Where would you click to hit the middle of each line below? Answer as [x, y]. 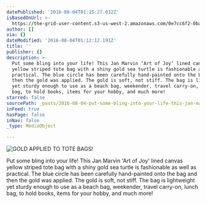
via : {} [16, 35]
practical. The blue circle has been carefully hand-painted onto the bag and [102, 174]
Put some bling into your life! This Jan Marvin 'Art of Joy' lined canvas [95, 161]
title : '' [19, 47]
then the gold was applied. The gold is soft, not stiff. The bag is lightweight [101, 180]
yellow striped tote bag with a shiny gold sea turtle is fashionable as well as [101, 167]
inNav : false [23, 120]
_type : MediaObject [31, 126]
